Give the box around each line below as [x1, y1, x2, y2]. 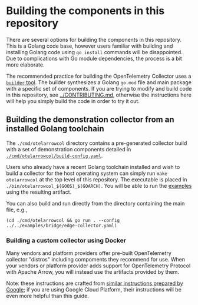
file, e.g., [6, 206, 28, 213]
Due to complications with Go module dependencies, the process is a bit [6, 55, 183, 62]
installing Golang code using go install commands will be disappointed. [6, 48, 183, 55]
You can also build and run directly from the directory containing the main [6, 200, 185, 207]
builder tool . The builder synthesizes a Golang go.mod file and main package [6, 78, 192, 86]
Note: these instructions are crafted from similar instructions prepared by [6, 280, 184, 287]
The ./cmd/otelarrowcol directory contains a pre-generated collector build [6, 140, 187, 147]
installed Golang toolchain [6, 124, 104, 134]
